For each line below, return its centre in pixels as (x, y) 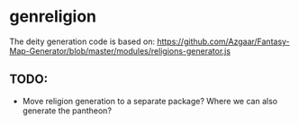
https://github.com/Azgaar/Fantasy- (223, 41)
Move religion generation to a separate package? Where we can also (149, 101)
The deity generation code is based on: (82, 41)
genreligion (53, 17)
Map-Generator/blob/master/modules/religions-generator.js (120, 50)
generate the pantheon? (67, 111)
